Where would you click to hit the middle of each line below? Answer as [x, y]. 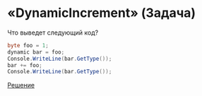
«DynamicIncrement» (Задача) [102, 13]
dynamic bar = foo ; [36, 52]
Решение [21, 85]
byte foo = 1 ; [28, 45]
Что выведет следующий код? [53, 32]
